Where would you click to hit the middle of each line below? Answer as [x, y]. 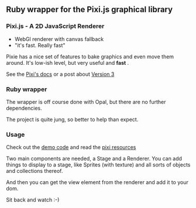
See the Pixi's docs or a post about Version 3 [60, 74]
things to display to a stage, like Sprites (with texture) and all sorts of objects [98, 165]
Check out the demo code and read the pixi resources [71, 147]
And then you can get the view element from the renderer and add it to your [97, 182]
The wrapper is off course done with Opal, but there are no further [86, 102]
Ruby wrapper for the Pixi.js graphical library [90, 10]
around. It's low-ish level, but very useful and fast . [68, 63]
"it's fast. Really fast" [40, 45]
